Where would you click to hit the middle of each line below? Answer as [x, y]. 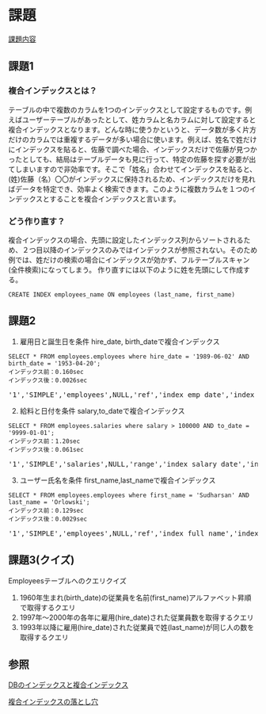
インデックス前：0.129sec [46, 510]
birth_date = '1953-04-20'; [55, 363]
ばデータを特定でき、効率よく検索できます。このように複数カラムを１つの [129, 189]
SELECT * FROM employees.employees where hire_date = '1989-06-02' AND [129, 357]
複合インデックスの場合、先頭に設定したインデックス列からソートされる [126, 240]
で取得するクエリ [47, 607]
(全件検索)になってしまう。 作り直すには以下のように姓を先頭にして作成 [126, 269]
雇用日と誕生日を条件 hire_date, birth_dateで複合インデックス [120, 342]
